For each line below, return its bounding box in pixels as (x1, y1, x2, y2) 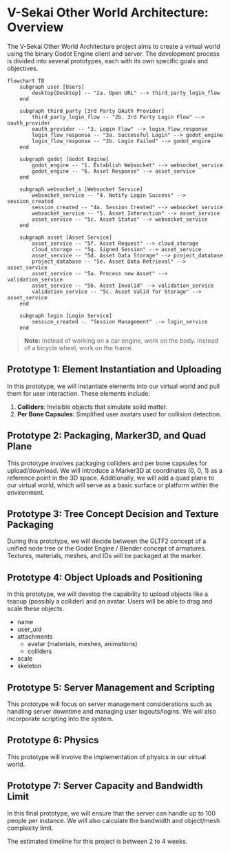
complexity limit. (7, 824, 54, 832)
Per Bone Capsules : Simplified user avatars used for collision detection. (17, 409, 222, 418)
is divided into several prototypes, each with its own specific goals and (7, 56, 209, 65)
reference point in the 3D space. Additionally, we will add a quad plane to (7, 473, 215, 482)
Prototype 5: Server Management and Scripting (7, 681, 215, 693)
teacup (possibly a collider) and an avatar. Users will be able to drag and (7, 597, 213, 606)
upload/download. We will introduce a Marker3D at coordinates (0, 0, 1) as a (7, 466, 222, 474)
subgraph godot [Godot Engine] (19, 156, 109, 162)
